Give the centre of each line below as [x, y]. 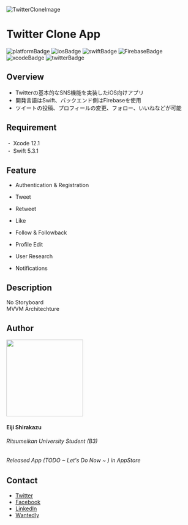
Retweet [26, 209]
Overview [25, 77]
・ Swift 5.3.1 [22, 151]
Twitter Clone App [54, 34]
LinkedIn [26, 508]
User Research [34, 256]
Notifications [31, 268]
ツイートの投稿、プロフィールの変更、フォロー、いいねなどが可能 [98, 108]
